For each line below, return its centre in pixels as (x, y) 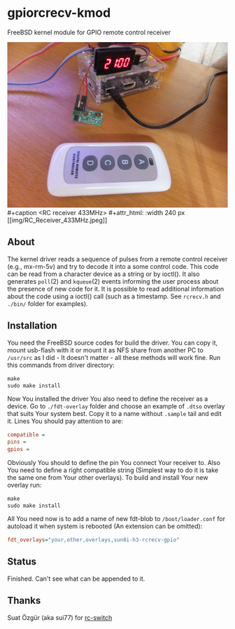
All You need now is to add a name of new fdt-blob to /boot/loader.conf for (116, 519)
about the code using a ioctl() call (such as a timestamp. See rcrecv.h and (114, 296)
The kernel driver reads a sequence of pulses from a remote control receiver (117, 259)
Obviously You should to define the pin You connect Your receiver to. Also (114, 463)
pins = (17, 442)
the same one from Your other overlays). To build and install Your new (108, 478)
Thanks (24, 601)
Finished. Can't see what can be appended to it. (76, 579)
